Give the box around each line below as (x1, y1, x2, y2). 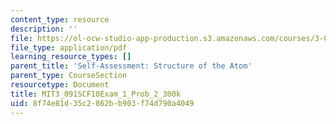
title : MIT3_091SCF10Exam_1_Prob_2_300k (10, 89, 182, 99)
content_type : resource (10, 14, 110, 25)
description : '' (10, 24, 78, 34)
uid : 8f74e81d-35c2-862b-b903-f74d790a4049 (10, 98, 195, 108)
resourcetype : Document (10, 80, 110, 90)
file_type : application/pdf (10, 42, 128, 53)
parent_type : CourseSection (10, 71, 128, 81)
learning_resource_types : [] (10, 52, 132, 62)
